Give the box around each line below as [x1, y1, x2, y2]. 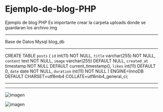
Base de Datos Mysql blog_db [5, 38, 65, 44]
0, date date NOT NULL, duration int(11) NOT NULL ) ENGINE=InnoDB [5, 68, 144, 74]
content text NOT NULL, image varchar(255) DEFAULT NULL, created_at [5, 57, 148, 64]
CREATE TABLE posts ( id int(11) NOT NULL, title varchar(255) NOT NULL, [5, 53, 156, 58]
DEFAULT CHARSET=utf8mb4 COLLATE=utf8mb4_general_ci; [5, 73, 129, 79]
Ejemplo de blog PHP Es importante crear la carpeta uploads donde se [5, 19, 146, 25]
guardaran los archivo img [5, 24, 57, 30]
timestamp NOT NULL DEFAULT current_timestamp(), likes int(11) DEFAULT [5, 63, 156, 69]
